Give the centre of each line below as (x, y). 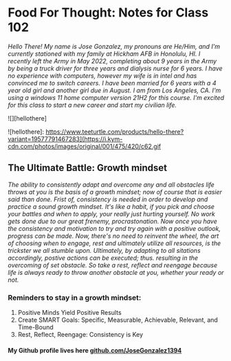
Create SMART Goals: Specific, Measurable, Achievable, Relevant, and (118, 320)
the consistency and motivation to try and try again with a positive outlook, (114, 228)
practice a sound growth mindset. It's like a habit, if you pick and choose (111, 206)
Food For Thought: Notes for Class (108, 13)
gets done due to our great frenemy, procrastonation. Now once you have (112, 221)
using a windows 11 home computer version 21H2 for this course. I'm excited (116, 97)
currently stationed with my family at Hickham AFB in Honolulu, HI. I (104, 54)
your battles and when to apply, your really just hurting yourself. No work (112, 214)
